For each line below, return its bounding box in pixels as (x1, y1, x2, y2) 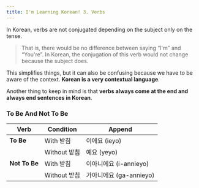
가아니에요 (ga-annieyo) (86, 171, 155, 179)
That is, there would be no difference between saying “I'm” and (21, 44, 181, 51)
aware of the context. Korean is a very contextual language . (6, 75, 160, 83)
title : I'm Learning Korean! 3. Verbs (6, 9, 105, 15)
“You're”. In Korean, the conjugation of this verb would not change (21, 50, 189, 58)
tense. (6, 32, 23, 40)
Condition (48, 125, 78, 133)
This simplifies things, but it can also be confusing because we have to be (6, 69, 193, 77)
